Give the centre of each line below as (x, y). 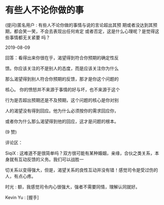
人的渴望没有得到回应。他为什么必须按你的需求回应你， (62, 111)
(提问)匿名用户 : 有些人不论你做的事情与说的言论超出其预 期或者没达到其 (79, 25)
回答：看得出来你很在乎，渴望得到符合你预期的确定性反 (62, 57)
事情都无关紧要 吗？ (30, 37)
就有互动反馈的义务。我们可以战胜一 (46, 159)
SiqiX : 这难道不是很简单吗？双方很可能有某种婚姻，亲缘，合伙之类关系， (80, 153)
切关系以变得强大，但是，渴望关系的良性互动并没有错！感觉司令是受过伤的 (82, 170)
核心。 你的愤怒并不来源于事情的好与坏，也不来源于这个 (63, 89)
